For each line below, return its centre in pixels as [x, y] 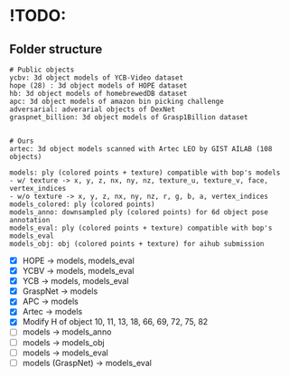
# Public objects [42, 70]
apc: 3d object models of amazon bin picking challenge [117, 101]
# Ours [22, 141]
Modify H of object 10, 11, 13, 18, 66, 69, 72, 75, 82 [115, 322]
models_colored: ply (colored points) [82, 204]
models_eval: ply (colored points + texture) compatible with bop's [141, 228]
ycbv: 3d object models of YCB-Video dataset [96, 78]
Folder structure [56, 49]
